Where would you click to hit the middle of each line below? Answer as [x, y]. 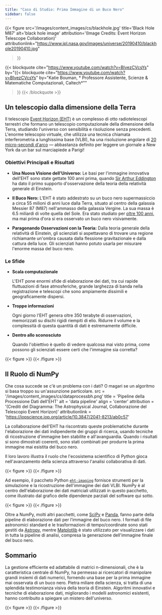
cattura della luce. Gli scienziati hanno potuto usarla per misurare [77, 243]
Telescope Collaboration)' [31, 38]
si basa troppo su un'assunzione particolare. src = [55, 391]
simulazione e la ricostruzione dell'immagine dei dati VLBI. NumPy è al [75, 485]
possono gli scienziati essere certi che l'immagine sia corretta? [75, 349]
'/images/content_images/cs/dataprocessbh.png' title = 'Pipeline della [75, 396]
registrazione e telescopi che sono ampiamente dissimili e [70, 291]
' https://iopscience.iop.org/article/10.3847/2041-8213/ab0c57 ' [67, 417]
